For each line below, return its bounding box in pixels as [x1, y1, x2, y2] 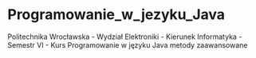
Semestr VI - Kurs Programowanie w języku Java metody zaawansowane [7, 40, 248, 49]
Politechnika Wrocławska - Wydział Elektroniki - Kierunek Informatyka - [7, 32, 242, 41]
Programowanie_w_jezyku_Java [7, 6, 225, 24]
